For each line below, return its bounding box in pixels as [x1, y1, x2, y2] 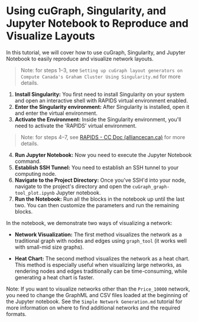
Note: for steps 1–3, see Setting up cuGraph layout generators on [20, 66, 183, 73]
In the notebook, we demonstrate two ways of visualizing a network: [6, 219, 173, 226]
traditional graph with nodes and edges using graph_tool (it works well [14, 237, 187, 244]
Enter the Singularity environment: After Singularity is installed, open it [14, 103, 190, 110]
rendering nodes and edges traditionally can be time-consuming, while [14, 268, 187, 275]
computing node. [14, 170, 57, 177]
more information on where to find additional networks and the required [6, 304, 180, 311]
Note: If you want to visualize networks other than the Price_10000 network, [6, 285, 190, 292]
